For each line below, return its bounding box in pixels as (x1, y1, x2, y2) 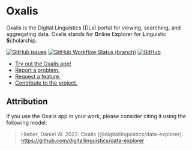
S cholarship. (6, 37, 38, 44)
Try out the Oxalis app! (14, 60, 71, 67)
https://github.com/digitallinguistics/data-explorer (20, 137, 145, 144)
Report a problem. (14, 66, 60, 73)
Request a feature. (14, 73, 61, 80)
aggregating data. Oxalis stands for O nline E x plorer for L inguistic (6, 30, 167, 37)
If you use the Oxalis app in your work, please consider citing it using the (6, 112, 186, 119)
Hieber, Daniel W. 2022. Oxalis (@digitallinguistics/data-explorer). (20, 130, 184, 137)
